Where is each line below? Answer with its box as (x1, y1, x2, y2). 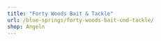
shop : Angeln (7, 23, 45, 30)
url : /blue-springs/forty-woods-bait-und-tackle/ (7, 17, 155, 24)
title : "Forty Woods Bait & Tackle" (7, 10, 114, 17)
